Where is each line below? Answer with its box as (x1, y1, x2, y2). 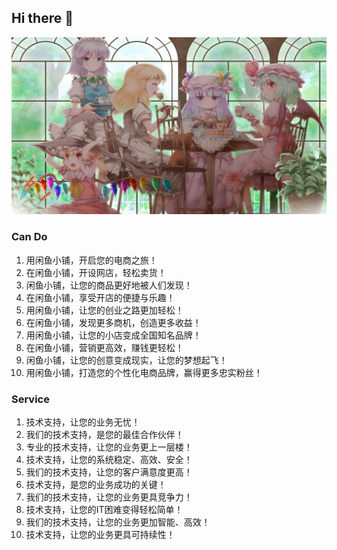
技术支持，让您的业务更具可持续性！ (25, 528, 176, 540)
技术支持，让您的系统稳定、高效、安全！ (25, 453, 193, 465)
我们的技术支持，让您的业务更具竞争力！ (25, 491, 193, 503)
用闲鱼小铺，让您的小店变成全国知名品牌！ (25, 329, 202, 341)
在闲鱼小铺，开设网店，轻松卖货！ (25, 266, 167, 278)
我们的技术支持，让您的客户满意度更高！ (25, 466, 193, 478)
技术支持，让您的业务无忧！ (25, 416, 141, 428)
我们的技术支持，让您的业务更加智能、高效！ (25, 516, 211, 528)
